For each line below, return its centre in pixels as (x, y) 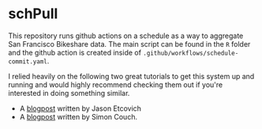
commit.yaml (28, 61)
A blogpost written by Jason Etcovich (80, 108)
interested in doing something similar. (69, 93)
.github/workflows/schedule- (191, 53)
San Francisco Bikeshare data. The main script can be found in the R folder (129, 44)
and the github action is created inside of (75, 52)
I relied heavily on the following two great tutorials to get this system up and (131, 76)
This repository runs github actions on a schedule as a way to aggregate (126, 36)
